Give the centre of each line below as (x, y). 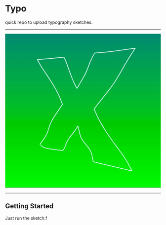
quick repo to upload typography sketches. (49, 22)
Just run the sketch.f (26, 218)
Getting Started (29, 206)
